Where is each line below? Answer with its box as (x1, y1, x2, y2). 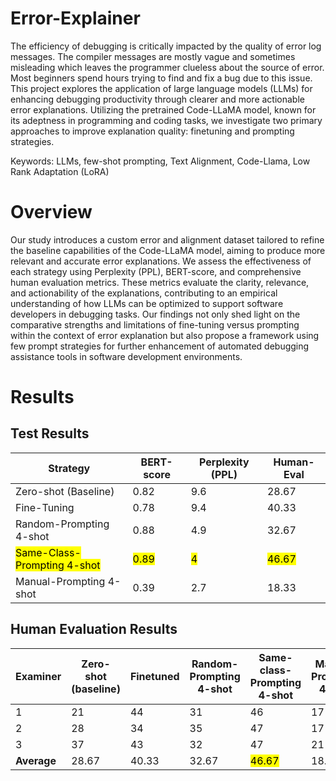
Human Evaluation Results (10, 621, 178, 638)
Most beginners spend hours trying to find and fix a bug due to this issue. (10, 72, 313, 84)
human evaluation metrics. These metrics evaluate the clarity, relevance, (10, 276, 310, 288)
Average (15, 753, 57, 767)
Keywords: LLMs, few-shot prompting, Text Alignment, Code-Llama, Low (10, 155, 311, 167)
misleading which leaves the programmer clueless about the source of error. (10, 61, 325, 73)
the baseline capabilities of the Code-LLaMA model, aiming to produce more (10, 244, 326, 256)
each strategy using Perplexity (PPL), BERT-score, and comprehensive (10, 265, 302, 277)
